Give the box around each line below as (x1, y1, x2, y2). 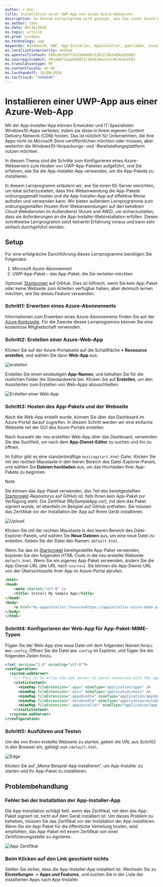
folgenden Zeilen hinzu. (5, 652, 52, 658)
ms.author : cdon (5, 20, 38, 26)
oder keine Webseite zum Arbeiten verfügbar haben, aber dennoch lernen (5, 285, 153, 291)
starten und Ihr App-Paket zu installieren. (5, 768, 87, 774)
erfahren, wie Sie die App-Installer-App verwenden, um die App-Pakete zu (5, 168, 154, 174)
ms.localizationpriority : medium (5, 48, 73, 53)
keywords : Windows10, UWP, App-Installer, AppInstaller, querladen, (5, 43, 147, 48)
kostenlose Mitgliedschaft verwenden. (5, 324, 81, 330)
